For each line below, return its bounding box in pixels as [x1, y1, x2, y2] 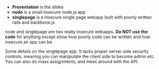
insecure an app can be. [5, 39, 53, 45]
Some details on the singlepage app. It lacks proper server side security [5, 48, 149, 54]
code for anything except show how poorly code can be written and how [5, 34, 151, 40]
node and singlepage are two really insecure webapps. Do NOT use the [5, 29, 148, 34]
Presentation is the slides [12, 4, 64, 10]
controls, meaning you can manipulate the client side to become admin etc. [5, 54, 155, 59]
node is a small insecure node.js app [12, 9, 86, 15]
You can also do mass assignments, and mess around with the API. [5, 59, 139, 64]
